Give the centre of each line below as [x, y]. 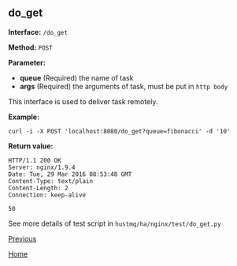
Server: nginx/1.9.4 [42, 167]
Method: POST [30, 47]
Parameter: [27, 62]
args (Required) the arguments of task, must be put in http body [124, 86]
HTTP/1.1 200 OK [35, 160]
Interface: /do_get [38, 32]
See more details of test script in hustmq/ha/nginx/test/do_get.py [115, 223]
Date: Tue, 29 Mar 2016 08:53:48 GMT [70, 174]
